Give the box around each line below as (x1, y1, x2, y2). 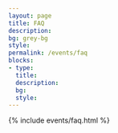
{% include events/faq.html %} (8, 115, 111, 125)
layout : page (8, 11, 52, 20)
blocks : (8, 57, 35, 65)
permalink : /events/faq (8, 49, 88, 57)
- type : (8, 64, 35, 72)
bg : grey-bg (8, 34, 48, 42)
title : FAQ (8, 19, 45, 27)
